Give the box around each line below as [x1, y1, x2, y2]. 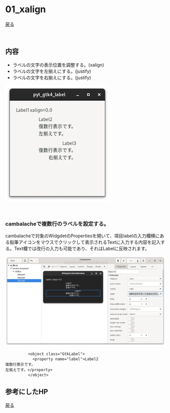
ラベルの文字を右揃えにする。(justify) [12, 74, 91, 80]
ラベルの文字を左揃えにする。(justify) [12, 68, 91, 74]
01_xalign [5, 4, 46, 15]
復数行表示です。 [5, 362, 36, 367]
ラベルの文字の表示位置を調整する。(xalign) [12, 62, 105, 68]
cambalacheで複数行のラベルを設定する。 [5, 220, 109, 227]
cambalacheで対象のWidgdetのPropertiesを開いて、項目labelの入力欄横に [5, 233, 160, 239]
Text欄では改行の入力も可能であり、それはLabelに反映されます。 [14, 245, 150, 252]
